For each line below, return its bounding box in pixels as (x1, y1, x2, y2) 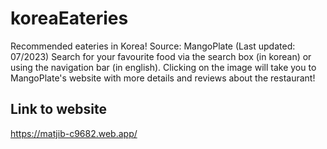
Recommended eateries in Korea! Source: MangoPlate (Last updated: (10, 40, 296, 52)
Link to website (10, 101, 107, 118)
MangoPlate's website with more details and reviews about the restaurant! (10, 72, 316, 84)
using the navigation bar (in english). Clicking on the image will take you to (10, 61, 317, 73)
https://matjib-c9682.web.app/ (10, 127, 138, 139)
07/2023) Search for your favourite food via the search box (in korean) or (10, 50, 312, 62)
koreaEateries (10, 7, 129, 30)
